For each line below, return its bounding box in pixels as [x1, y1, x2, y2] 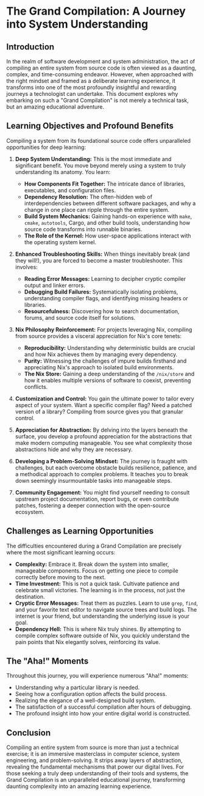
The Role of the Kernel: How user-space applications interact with [24, 232, 191, 239]
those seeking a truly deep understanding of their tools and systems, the [6, 770, 189, 777]
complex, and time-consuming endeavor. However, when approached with [6, 71, 194, 78]
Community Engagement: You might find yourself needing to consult [15, 488, 190, 496]
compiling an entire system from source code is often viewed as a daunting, [6, 64, 197, 71]
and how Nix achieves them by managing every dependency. [24, 350, 178, 358]
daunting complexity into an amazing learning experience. [6, 783, 152, 790]
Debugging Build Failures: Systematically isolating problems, [24, 288, 178, 295]
